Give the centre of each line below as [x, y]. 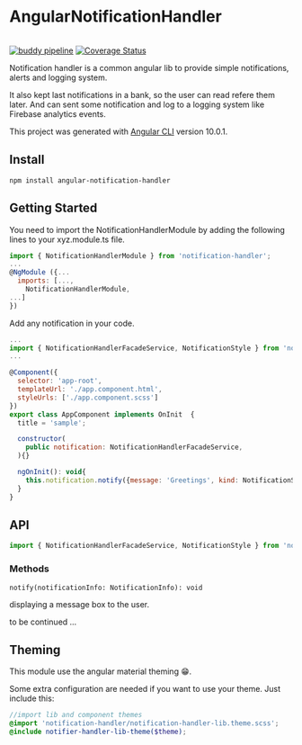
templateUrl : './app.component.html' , [90, 390]
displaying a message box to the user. [80, 604]
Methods [29, 569]
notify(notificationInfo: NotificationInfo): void [106, 588]
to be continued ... [43, 622]
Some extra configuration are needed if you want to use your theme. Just [145, 689]
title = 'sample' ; [52, 423]
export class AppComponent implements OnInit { [102, 414]
